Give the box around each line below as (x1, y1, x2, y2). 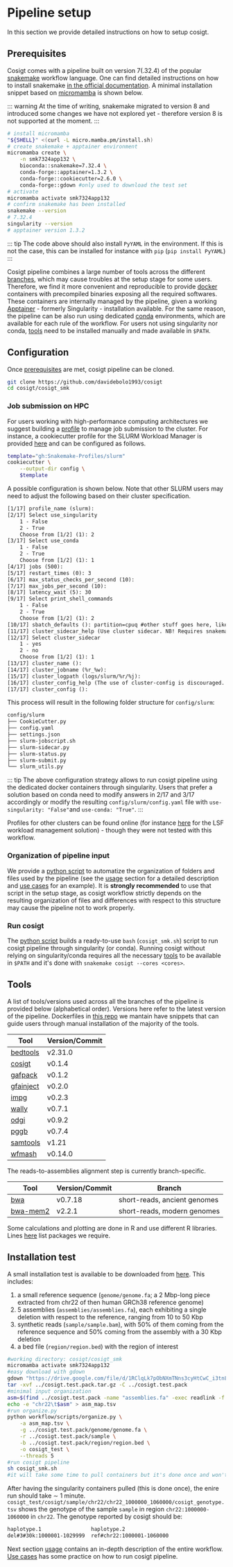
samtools (10, 1138, 41, 1147)
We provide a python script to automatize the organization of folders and (7, 866, 215, 875)
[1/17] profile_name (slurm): (7, 505, 95, 513)
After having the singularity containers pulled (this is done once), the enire (7, 1484, 220, 1493)
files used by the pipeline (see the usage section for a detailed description (7, 874, 219, 882)
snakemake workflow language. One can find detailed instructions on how (7, 74, 219, 82)
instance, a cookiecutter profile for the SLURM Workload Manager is (7, 431, 202, 440)
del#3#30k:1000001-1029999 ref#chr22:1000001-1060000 (7, 1532, 169, 1539)
